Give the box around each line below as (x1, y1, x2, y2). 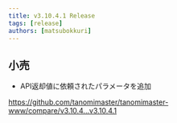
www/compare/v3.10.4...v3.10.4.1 (8, 106, 117, 116)
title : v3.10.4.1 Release (8, 11, 95, 20)
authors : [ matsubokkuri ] (8, 27, 92, 35)
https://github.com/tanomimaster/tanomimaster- (8, 97, 169, 107)
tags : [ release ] (8, 19, 63, 27)
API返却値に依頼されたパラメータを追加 (19, 81, 151, 91)
